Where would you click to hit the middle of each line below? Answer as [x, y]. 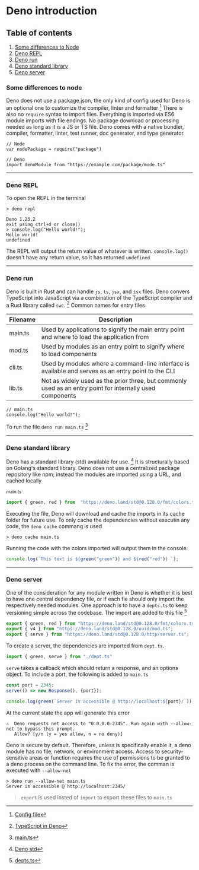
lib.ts [16, 388]
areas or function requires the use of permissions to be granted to [110, 757]
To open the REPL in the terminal [46, 198]
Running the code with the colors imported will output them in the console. [97, 548]
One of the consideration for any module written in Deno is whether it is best [99, 592]
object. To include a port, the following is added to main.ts [78, 674]
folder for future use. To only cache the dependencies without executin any [98, 520]
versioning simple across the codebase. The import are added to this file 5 [97, 612]
